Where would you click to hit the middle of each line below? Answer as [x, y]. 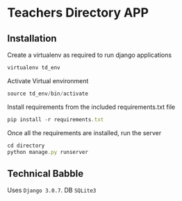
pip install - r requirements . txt [56, 119]
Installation [32, 38]
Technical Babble [45, 174]
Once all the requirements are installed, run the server [84, 132]
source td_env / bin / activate [48, 94]
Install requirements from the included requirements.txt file [91, 107]
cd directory [26, 146]
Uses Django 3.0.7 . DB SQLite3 [52, 190]
